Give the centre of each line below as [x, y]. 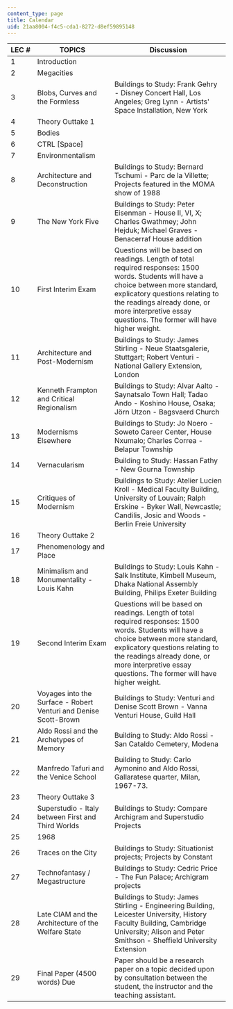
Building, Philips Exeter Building [165, 593]
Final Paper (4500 [67, 974]
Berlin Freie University [150, 524]
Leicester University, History [160, 914]
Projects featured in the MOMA [164, 184]
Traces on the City [67, 853]
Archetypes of [60, 740]
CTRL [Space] [60, 145]
